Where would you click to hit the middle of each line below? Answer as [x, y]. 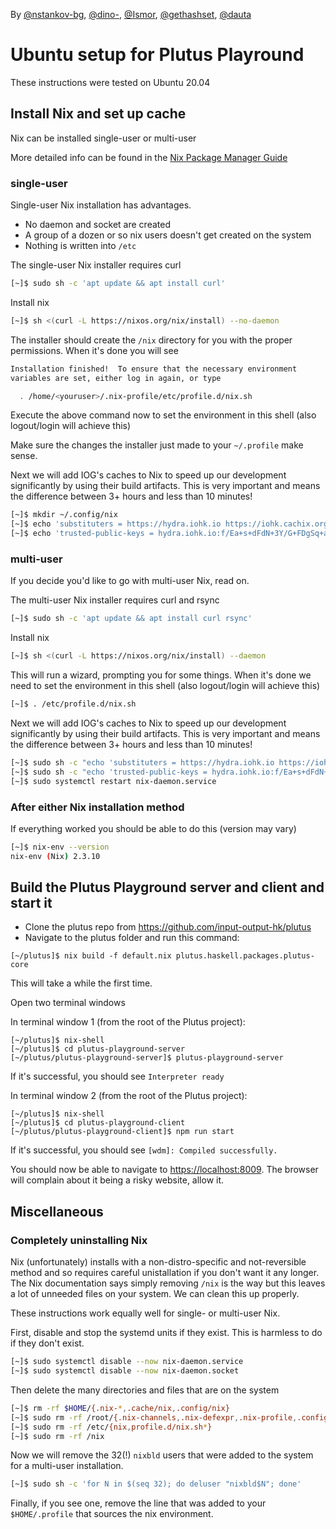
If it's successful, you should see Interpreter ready [117, 1076]
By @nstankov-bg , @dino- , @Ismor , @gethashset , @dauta [131, 14]
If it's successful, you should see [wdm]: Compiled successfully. [144, 1150]
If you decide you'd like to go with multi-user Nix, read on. [130, 581]
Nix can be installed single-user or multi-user [103, 138]
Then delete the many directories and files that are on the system [145, 1390]
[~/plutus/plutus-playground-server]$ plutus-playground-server [147, 1058]
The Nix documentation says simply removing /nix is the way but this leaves [168, 1283]
